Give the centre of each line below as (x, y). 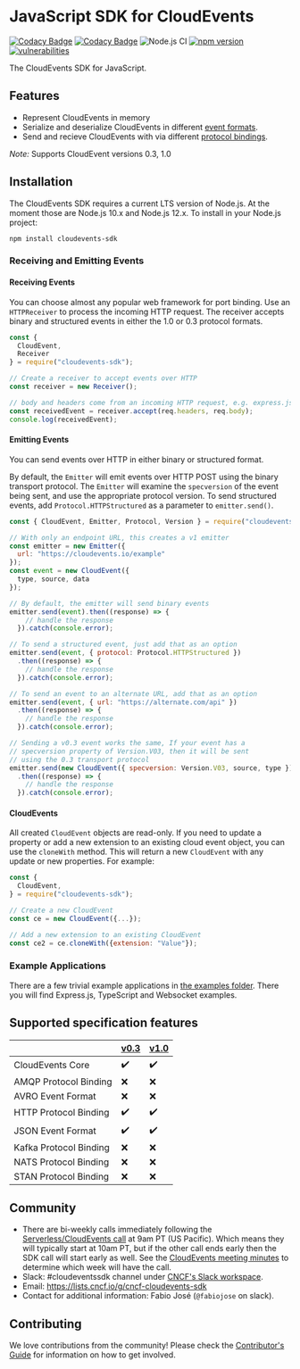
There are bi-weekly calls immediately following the (117, 1230)
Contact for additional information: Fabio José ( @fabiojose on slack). (148, 1296)
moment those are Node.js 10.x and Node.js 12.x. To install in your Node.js (145, 212)
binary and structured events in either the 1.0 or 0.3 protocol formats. (136, 321)
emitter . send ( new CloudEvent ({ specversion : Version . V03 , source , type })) (153, 768)
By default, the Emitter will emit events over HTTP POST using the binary (144, 477)
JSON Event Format (55, 1131)
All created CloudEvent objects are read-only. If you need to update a (135, 833)
